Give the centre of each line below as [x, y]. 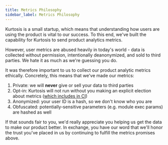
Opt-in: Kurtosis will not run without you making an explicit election [82, 90]
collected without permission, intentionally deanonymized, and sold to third [83, 55]
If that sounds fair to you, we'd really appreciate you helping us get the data [83, 122]
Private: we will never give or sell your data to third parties [73, 85]
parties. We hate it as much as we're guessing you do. [61, 60]
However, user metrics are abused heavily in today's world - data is [75, 50]
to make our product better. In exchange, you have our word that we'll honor [84, 127]
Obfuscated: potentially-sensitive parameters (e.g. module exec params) [88, 107]
